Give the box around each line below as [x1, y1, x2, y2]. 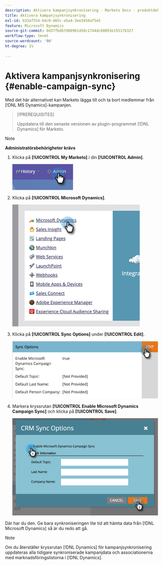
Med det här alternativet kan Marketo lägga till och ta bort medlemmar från [5, 97, 154, 103]
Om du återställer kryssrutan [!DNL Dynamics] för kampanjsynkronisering [5, 545, 152, 550]
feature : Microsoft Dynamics [5, 23, 64, 28]
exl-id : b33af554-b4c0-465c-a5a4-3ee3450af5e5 [5, 18, 101, 23]
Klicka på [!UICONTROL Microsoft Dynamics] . [12, 194, 106, 200]
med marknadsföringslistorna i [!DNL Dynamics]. [5, 555, 103, 561]
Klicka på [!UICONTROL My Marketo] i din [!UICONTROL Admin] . [12, 154, 144, 160]
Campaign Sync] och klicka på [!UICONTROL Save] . [12, 408, 118, 414]
